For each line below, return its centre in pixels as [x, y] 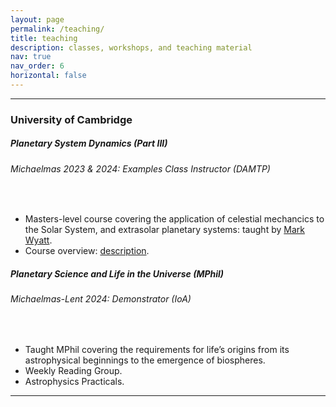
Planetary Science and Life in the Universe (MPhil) [117, 273]
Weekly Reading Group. [73, 370]
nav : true [31, 57]
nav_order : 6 [37, 66]
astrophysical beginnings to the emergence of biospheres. [145, 360]
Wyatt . [38, 240]
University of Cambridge [71, 119]
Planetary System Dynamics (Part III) [89, 143]
